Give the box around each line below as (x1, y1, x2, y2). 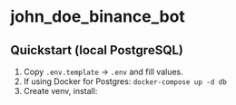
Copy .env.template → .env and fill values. (23, 66, 184, 77)
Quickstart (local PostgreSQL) (10, 43, 184, 58)
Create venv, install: (23, 86, 98, 96)
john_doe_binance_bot (10, 6, 185, 27)
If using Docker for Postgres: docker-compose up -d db (23, 76, 228, 87)
